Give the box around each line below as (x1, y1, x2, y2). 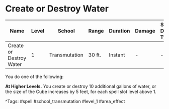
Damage (135, 27, 156, 34)
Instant (109, 51, 125, 58)
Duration (109, 27, 130, 34)
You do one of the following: (5, 73, 64, 79)
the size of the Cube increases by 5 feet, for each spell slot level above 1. (5, 88, 157, 94)
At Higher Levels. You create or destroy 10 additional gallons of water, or (5, 83, 156, 89)
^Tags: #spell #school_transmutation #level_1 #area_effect (5, 98, 125, 104)
